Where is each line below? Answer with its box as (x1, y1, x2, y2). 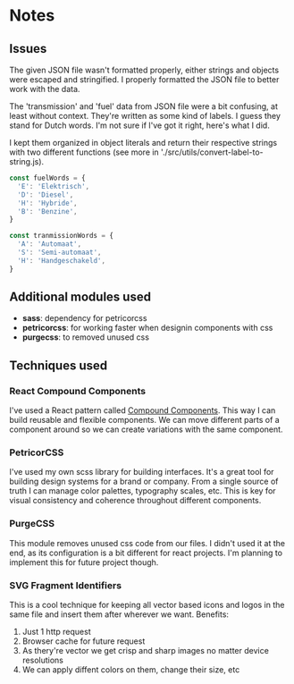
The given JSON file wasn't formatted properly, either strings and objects (9, 64, 280, 75)
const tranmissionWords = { (9, 232, 114, 241)
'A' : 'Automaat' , (17, 240, 82, 249)
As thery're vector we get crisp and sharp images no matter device (21, 646, 270, 656)
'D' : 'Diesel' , (17, 190, 74, 199)
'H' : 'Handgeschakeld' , (17, 256, 105, 265)
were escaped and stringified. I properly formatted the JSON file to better (9, 74, 280, 85)
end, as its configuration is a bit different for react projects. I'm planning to (9, 547, 283, 558)
